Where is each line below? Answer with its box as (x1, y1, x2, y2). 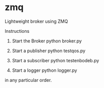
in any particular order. (5, 77, 52, 83)
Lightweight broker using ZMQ (5, 18, 68, 24)
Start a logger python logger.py (12, 67, 77, 73)
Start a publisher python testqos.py (12, 48, 86, 54)
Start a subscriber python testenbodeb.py (12, 57, 99, 63)
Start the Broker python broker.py (12, 37, 82, 44)
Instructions (5, 28, 30, 34)
